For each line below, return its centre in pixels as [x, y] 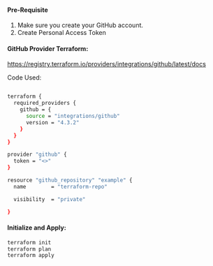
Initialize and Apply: [37, 228]
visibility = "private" [50, 199]
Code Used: [24, 77]
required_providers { [45, 103]
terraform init [29, 242]
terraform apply [31, 256]
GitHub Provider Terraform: [48, 48]
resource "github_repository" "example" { [70, 180]
